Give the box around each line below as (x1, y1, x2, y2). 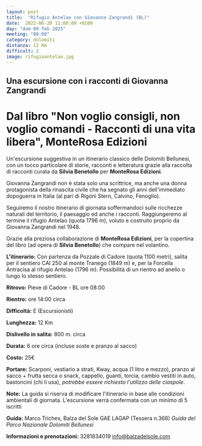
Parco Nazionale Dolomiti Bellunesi (6, 421, 94, 428)
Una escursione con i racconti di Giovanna (6, 76, 168, 86)
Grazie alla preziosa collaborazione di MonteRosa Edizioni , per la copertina (6, 234, 194, 242)
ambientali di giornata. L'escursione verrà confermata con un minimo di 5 (6, 396, 188, 404)
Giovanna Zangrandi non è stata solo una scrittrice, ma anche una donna (6, 179, 187, 187)
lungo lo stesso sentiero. (6, 272, 68, 279)
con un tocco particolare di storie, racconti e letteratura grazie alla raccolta (6, 161, 192, 169)
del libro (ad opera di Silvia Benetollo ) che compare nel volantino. (6, 241, 170, 248)
